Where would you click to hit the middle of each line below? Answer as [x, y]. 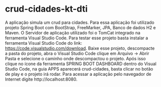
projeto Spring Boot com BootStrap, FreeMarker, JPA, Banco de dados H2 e [80, 27]
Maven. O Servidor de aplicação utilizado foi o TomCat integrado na [73, 33]
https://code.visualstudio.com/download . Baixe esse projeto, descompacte [80, 48]
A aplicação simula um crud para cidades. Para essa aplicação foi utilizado [80, 22]
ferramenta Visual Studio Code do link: [44, 43]
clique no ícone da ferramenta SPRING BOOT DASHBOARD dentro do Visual [81, 64]
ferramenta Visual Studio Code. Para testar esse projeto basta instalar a [77, 38]
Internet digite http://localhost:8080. [41, 79]
